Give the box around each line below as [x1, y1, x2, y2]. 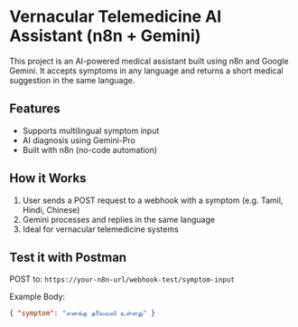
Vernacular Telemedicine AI [9, 6, 222, 27]
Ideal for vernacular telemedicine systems [22, 224, 179, 235]
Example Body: [9, 292, 66, 303]
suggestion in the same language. [9, 74, 135, 85]
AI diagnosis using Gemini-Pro [22, 134, 135, 146]
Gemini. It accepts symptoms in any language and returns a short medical [9, 65, 284, 76]
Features [9, 101, 61, 117]
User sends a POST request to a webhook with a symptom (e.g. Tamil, [22, 195, 284, 206]
